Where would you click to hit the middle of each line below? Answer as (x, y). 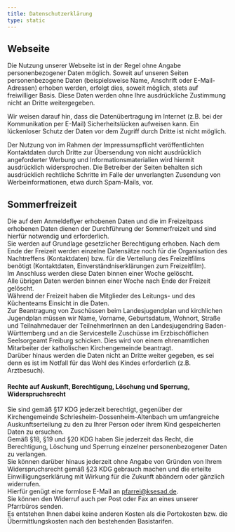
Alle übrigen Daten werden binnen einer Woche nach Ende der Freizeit (109, 281)
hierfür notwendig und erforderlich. (58, 237)
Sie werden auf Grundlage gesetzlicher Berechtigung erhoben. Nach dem (114, 244)
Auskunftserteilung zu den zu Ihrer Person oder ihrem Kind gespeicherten (114, 425)
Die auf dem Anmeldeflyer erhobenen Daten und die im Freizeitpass (105, 221)
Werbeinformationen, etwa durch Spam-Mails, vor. (80, 182)
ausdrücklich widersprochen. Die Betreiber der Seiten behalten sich (105, 167)
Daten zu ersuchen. (36, 432)
